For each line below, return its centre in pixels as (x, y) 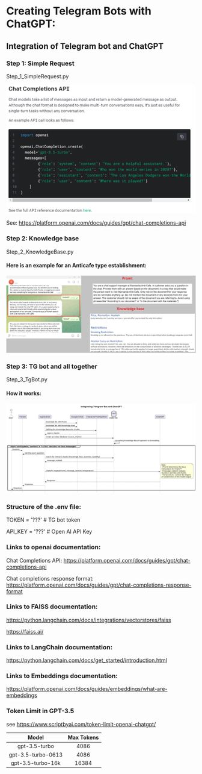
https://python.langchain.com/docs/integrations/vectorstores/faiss (89, 620)
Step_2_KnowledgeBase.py (40, 252)
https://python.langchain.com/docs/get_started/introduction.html (87, 660)
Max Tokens (83, 738)
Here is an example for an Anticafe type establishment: (77, 266)
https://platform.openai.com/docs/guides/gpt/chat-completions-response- (99, 585)
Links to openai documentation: (54, 548)
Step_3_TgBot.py (27, 379)
